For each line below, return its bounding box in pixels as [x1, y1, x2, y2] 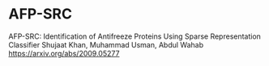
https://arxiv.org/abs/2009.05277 [8, 48, 120, 58]
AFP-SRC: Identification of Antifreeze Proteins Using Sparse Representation [8, 31, 262, 41]
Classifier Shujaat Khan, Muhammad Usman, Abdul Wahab [8, 39, 204, 49]
